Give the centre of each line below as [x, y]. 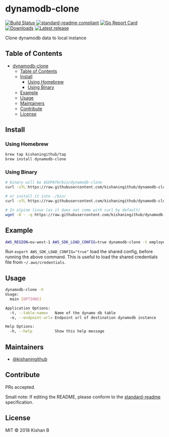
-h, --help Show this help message [57, 331]
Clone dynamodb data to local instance [46, 38]
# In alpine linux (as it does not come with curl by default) [73, 210]
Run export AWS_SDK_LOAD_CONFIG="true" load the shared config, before [79, 252]
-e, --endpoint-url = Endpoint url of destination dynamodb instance [83, 318]
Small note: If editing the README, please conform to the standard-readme [83, 397]
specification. [19, 402]
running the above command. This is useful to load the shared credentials [81, 257]
